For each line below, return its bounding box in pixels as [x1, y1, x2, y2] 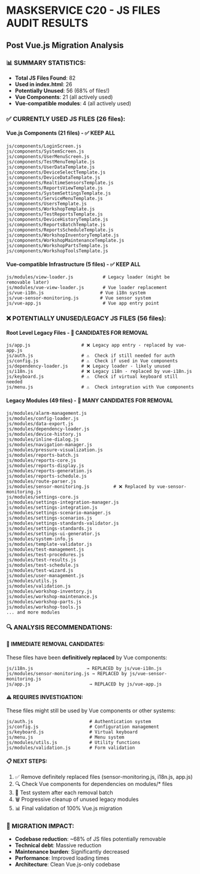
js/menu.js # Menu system [6, 734, 125, 740]
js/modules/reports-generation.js [6, 468, 93, 474]
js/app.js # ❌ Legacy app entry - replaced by [6, 342, 174, 348]
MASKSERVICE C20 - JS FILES [6, 4, 160, 17]
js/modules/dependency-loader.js [6, 426, 90, 432]
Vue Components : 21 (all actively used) [14, 93, 113, 101]
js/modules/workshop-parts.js [6, 599, 82, 605]
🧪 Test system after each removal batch [14, 789, 114, 796]
